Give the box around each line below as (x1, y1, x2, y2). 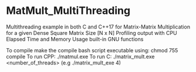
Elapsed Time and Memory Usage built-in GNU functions (6, 35, 144, 42)
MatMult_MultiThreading (6, 4, 131, 17)
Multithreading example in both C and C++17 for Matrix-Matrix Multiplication (6, 23, 191, 30)
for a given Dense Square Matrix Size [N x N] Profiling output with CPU (6, 29, 177, 36)
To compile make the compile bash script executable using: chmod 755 (6, 46, 178, 53)
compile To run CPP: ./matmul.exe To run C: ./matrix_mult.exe (6, 53, 155, 60)
